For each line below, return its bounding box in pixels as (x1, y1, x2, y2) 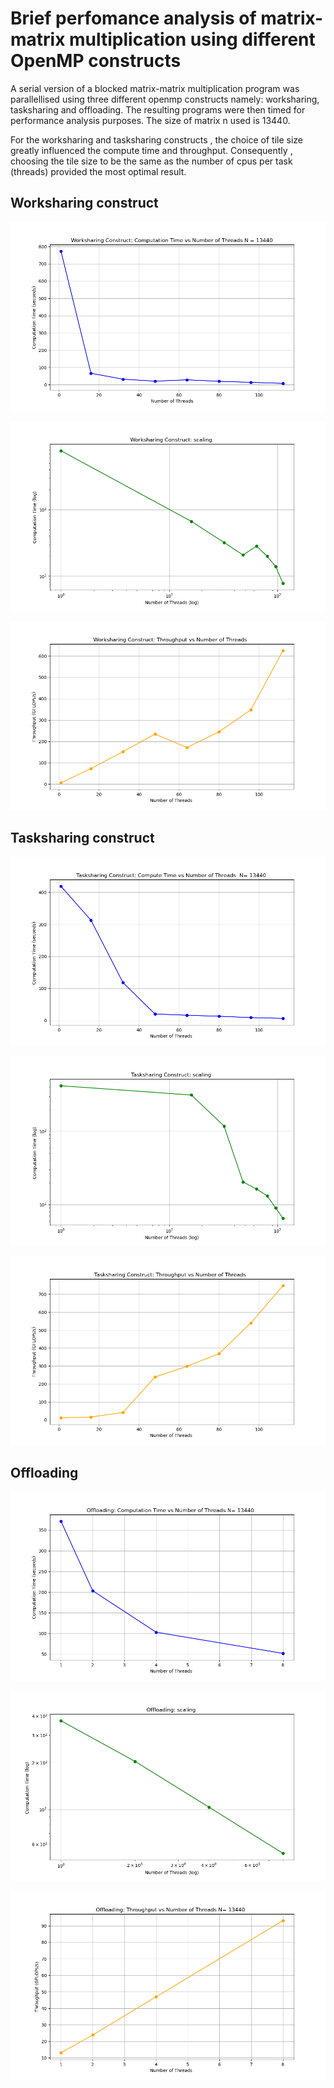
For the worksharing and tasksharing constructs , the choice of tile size (10, 133, 303, 146)
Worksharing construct (10, 195, 159, 212)
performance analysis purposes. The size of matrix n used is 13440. (10, 114, 291, 126)
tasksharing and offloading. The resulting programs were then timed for (10, 103, 306, 116)
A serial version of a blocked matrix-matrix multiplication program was (10, 82, 300, 94)
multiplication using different (69, 28, 316, 51)
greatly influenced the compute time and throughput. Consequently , (10, 144, 293, 156)
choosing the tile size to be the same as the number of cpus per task (10, 155, 293, 167)
